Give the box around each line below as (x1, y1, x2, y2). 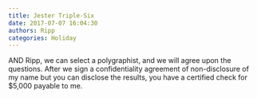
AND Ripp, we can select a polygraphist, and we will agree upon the (8, 56, 231, 65)
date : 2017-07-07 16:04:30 (8, 19, 98, 27)
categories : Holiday (8, 33, 77, 42)
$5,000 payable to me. (8, 81, 83, 91)
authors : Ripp (8, 26, 56, 34)
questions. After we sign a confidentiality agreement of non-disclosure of (8, 65, 250, 74)
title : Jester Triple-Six (8, 11, 94, 20)
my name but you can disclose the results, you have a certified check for (8, 73, 247, 82)
